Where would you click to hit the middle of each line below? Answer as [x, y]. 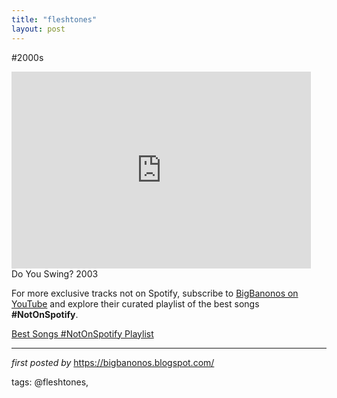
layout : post [38, 29]
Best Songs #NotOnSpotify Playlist [82, 333]
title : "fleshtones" [54, 19]
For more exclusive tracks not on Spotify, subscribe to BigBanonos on [155, 293]
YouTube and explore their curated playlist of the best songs [135, 303]
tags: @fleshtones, [50, 382]
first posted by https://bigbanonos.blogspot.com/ [113, 362]
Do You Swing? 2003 [55, 273]
